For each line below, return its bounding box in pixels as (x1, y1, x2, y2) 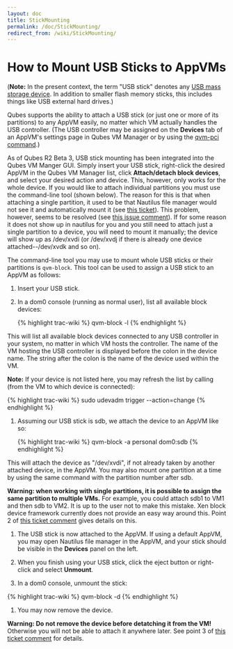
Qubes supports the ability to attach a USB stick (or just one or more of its (7, 111, 219, 119)
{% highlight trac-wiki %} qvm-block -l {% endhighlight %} (17, 319, 186, 327)
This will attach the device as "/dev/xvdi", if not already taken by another (7, 458, 216, 467)
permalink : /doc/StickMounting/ (7, 23, 101, 30)
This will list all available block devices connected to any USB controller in (7, 332, 219, 341)
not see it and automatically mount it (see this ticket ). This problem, (7, 206, 200, 214)
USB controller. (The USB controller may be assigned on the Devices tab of (7, 126, 223, 134)
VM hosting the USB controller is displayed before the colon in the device (7, 347, 218, 355)
